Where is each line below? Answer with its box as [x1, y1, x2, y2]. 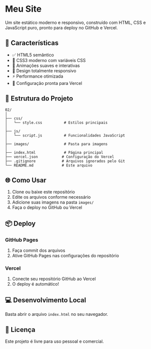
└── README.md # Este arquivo [5, 163, 93, 168]
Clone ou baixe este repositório [12, 189, 75, 195]
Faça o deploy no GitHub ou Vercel [12, 205, 82, 210]
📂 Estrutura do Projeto [5, 94, 73, 103]
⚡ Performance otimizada [12, 73, 63, 79]
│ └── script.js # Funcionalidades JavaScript [5, 133, 125, 138]
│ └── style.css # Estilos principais [5, 120, 108, 125]
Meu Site [5, 3, 42, 15]
